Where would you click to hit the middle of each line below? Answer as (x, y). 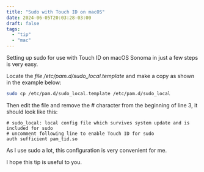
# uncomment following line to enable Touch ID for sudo (80, 134)
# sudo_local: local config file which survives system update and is (98, 123)
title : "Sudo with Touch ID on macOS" (56, 12)
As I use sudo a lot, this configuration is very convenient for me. (86, 150)
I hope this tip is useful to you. (44, 162)
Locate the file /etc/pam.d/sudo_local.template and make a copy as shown (100, 76)
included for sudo (30, 128)
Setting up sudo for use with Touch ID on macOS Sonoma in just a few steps (102, 58)
